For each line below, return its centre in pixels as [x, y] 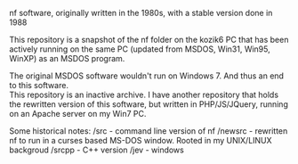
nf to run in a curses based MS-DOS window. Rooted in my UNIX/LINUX [141, 140]
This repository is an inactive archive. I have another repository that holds [144, 94]
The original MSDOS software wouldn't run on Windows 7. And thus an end [147, 76]
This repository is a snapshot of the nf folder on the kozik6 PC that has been [149, 40]
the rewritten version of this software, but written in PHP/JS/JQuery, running [149, 104]
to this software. [39, 85]
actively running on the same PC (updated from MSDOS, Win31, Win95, [140, 49]
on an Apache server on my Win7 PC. [78, 114]
